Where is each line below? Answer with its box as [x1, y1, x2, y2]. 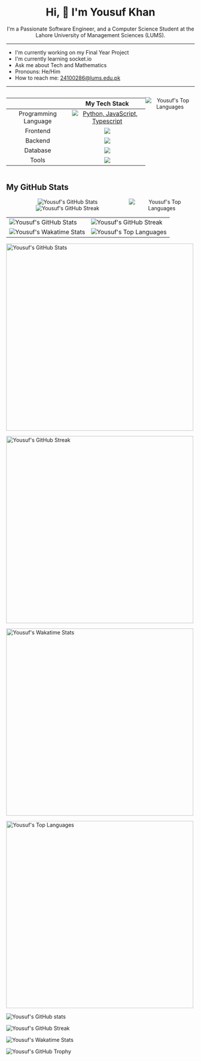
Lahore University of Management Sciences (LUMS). [35, 31, 166, 38]
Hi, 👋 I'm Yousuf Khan [45, 5, 156, 19]
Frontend [25, 126, 51, 135]
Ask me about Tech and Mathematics [14, 61, 107, 68]
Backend [25, 136, 50, 144]
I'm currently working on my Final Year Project [14, 49, 129, 56]
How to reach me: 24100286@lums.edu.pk [14, 74, 121, 81]
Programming [19, 109, 57, 117]
